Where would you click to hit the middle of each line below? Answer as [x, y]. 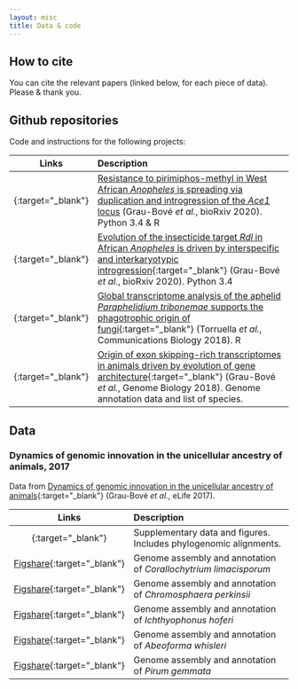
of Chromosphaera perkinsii [192, 594]
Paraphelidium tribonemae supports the [180, 307]
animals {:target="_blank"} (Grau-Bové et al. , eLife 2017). [112, 495]
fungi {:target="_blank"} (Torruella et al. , [180, 329]
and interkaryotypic [138, 260]
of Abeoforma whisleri [180, 646]
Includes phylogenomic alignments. [208, 544]
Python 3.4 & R [128, 223]
